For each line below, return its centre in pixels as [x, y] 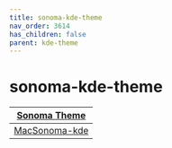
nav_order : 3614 [40, 26]
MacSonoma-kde [51, 131]
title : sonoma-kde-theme [56, 17]
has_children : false [48, 34]
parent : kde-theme [44, 43]
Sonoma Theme [51, 116]
